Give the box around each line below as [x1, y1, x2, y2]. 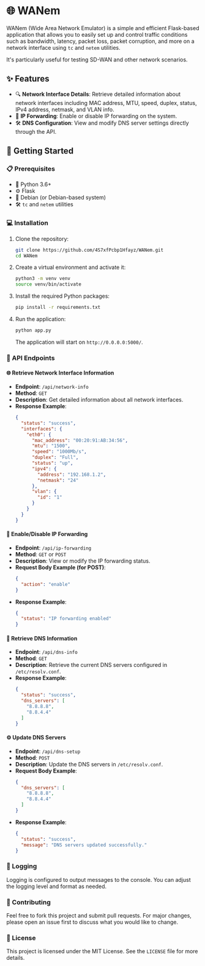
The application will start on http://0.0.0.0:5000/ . [15, 338, 143, 346]
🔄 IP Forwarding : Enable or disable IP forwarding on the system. [15, 112, 177, 120]
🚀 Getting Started [6, 146, 74, 157]
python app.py [15, 327, 51, 333]
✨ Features [6, 74, 50, 84]
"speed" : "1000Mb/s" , [31, 449, 87, 455]
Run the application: [15, 316, 66, 323]
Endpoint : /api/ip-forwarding [15, 544, 92, 551]
